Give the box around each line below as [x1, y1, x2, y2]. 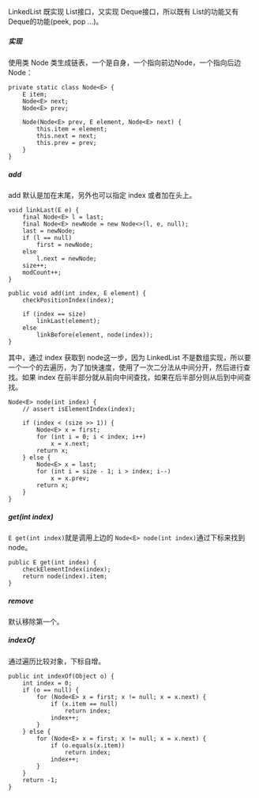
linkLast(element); [36, 317, 101, 325]
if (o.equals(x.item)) [50, 741, 126, 750]
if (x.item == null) [50, 700, 118, 708]
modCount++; [22, 268, 62, 276]
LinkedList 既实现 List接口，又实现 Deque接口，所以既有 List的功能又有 [8, 7, 239, 16]
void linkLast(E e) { [8, 206, 80, 214]
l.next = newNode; [36, 254, 97, 263]
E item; [22, 90, 47, 98]
